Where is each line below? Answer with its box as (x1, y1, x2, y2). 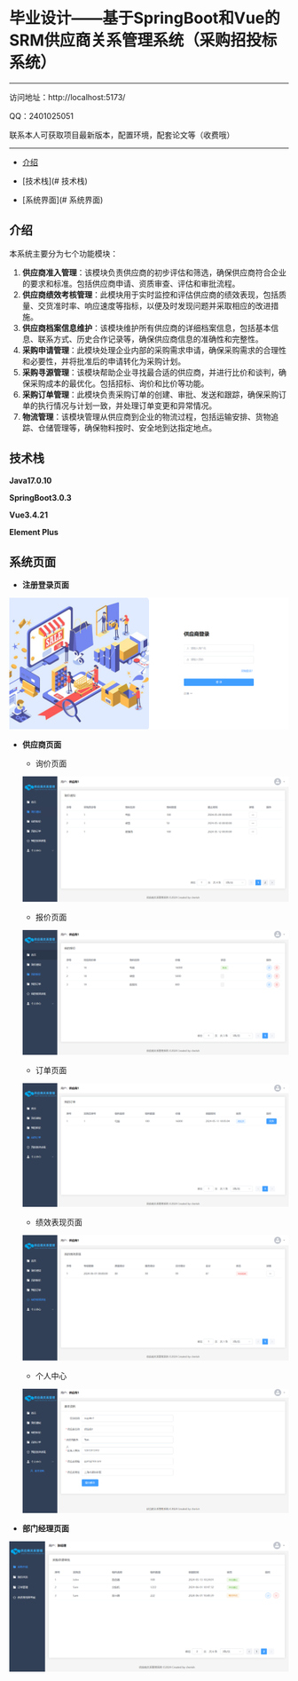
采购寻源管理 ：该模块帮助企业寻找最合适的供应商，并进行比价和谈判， (21, 367, 279, 377)
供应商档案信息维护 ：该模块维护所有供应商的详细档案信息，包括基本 (21, 322, 271, 333)
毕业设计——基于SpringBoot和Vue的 (9, 8, 281, 28)
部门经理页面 (21, 1523, 69, 1534)
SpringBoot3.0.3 (9, 492, 73, 502)
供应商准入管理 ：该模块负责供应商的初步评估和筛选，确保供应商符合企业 (21, 267, 286, 278)
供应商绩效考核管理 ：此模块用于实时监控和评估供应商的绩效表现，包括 (21, 289, 279, 300)
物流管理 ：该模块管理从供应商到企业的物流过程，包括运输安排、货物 (21, 411, 271, 422)
